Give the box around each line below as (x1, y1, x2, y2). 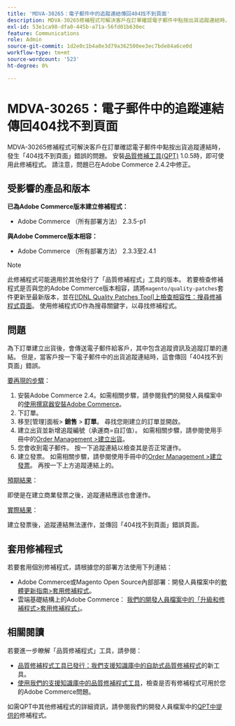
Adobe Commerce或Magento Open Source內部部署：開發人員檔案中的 (17, 578, 222, 586)
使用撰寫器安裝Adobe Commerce (23, 400, 120, 408)
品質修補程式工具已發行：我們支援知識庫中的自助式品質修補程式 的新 (17, 661, 214, 669)
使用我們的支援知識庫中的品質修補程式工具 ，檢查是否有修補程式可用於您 (17, 678, 226, 687)
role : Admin (7, 36, 42, 43)
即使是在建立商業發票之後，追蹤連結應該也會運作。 (7, 491, 155, 499)
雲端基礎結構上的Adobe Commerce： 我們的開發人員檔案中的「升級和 (17, 595, 219, 604)
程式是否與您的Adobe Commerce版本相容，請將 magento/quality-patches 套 (7, 284, 224, 292)
